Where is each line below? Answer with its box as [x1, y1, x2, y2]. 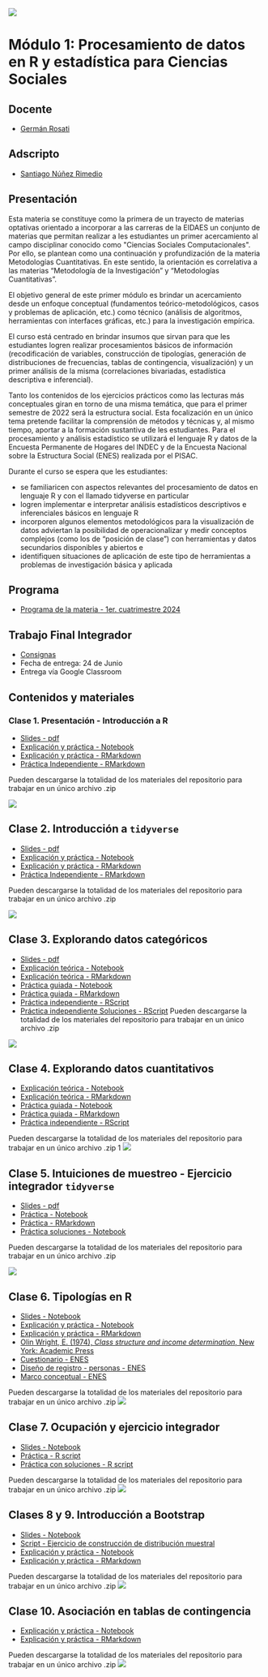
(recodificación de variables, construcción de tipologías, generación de [8, 349, 247, 359]
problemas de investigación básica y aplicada [19, 560, 172, 570]
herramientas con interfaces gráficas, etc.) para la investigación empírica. [8, 316, 255, 325]
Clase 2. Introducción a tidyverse [8, 822, 180, 836]
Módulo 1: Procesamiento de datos [8, 36, 245, 54]
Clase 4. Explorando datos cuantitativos [8, 1061, 215, 1075]
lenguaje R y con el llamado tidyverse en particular [19, 491, 189, 501]
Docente [8, 102, 53, 116]
